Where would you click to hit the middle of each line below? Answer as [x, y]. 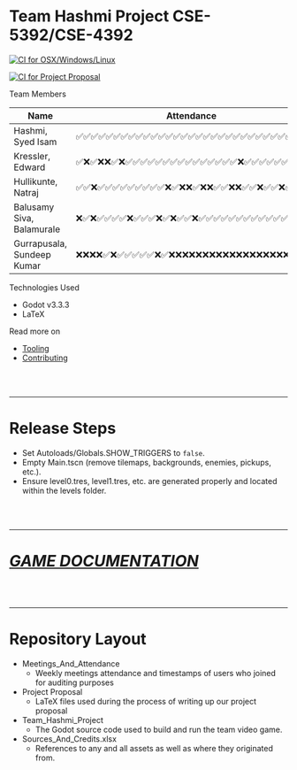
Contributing [45, 358]
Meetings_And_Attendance [71, 663]
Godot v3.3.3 [46, 304]
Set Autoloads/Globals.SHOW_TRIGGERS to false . [113, 452]
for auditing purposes [75, 682]
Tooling [36, 348]
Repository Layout [78, 639]
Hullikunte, [36, 181]
